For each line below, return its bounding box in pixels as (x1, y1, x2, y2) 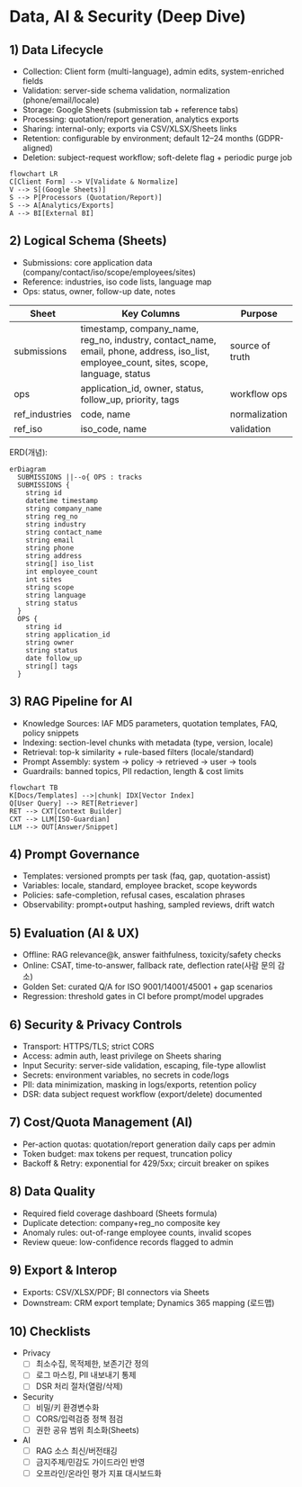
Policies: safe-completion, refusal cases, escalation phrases (22, 889, 245, 901)
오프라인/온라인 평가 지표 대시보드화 (35, 1467, 162, 1478)
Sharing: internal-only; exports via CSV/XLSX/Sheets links (22, 123, 237, 134)
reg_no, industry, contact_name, (80, 333, 217, 346)
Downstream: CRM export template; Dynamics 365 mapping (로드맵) (22, 1297, 275, 1308)
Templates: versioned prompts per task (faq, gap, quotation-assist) (22, 870, 271, 881)
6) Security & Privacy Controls (9, 1017, 182, 1032)
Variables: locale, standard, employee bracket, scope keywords (22, 880, 258, 891)
